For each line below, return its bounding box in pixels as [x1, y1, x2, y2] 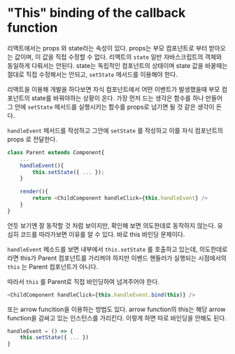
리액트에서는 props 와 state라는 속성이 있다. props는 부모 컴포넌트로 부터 [7, 43, 208, 52]
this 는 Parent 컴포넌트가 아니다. [7, 262, 99, 271]
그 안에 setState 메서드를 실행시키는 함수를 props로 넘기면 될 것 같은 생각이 [7, 102, 215, 111]
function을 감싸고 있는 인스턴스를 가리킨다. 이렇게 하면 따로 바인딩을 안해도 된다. [7, 313, 227, 322]
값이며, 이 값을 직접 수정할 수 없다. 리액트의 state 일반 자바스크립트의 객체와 [14, 53, 222, 61]
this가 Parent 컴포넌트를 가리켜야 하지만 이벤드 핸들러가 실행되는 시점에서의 [20, 254, 227, 262]
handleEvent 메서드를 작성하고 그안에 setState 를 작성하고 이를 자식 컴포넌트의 [7, 126, 224, 135]
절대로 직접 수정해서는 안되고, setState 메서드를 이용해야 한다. [7, 70, 178, 79]
